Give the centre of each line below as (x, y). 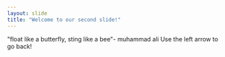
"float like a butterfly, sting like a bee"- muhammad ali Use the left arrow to (113, 39)
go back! (20, 46)
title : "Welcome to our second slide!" (64, 20)
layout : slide (27, 13)
